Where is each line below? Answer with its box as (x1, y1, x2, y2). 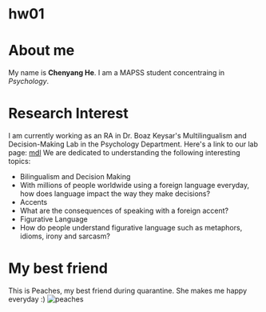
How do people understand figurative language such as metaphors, (19, 223, 243, 233)
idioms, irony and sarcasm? (19, 231, 110, 241)
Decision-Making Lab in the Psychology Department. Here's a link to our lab (8, 139, 258, 149)
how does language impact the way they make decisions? (19, 189, 210, 198)
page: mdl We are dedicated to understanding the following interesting (8, 148, 241, 158)
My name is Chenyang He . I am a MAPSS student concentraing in (8, 68, 225, 78)
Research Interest (8, 105, 129, 122)
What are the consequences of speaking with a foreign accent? (19, 206, 229, 216)
